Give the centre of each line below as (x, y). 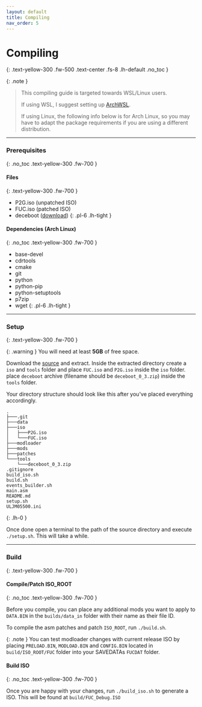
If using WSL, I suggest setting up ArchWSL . (76, 105)
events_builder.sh (29, 486)
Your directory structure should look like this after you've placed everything (100, 394)
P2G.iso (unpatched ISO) (46, 202)
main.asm (17, 491)
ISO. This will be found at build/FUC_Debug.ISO (63, 697)
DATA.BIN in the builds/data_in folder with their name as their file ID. (91, 615)
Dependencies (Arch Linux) (41, 229)
